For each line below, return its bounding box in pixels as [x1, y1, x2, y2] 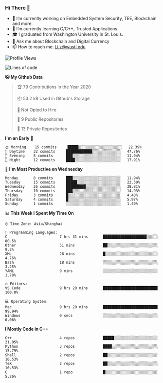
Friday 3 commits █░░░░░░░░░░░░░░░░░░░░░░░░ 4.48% [5, 193, 138, 198]
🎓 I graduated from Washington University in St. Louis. [12, 31, 123, 37]
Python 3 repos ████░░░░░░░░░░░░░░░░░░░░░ [5, 344, 158, 349]
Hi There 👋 [5, 4, 30, 11]
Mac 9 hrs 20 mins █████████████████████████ [5, 305, 158, 310]
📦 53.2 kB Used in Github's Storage [17, 95, 90, 102]
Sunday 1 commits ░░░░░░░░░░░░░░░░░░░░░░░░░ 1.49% [5, 202, 138, 206]
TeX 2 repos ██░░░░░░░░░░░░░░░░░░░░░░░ [5, 361, 158, 366]
